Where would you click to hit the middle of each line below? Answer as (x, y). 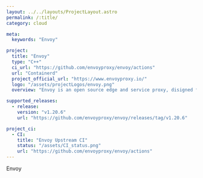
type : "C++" (27, 62)
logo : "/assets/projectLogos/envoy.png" (63, 84)
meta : (13, 34)
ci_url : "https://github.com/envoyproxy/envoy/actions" (83, 67)
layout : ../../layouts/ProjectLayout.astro (62, 12)
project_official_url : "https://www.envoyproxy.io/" (79, 79)
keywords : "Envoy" (35, 40)
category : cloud (27, 23)
